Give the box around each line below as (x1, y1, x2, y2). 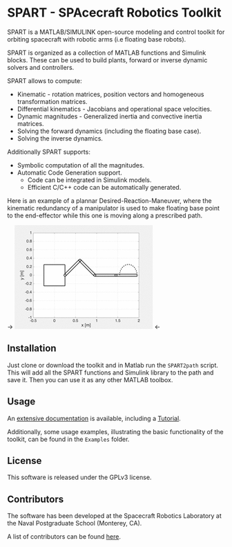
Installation (7, 343, 57, 355)
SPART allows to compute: (7, 76, 83, 84)
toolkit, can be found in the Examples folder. (7, 435, 130, 443)
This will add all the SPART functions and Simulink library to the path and (7, 368, 214, 377)
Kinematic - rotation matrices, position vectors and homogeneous (17, 90, 204, 98)
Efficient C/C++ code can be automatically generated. (27, 183, 182, 191)
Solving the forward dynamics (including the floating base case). (17, 127, 202, 135)
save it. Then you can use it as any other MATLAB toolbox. (7, 375, 173, 384)
